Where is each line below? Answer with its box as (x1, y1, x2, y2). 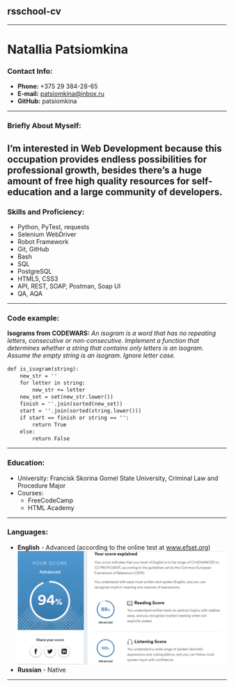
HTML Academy (27, 503, 75, 511)
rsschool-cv (7, 6, 61, 17)
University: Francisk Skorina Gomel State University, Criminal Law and (17, 474, 219, 482)
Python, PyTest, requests (17, 222, 90, 231)
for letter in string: (19, 380, 86, 387)
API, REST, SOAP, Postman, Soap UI (17, 281, 120, 290)
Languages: (7, 527, 49, 537)
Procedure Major (17, 481, 66, 490)
